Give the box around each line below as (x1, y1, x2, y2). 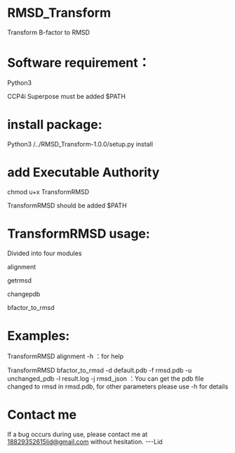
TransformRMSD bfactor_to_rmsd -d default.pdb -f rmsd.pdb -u (7, 366, 192, 374)
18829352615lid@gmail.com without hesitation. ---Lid (7, 437, 163, 446)
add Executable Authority (7, 165, 160, 180)
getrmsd (7, 276, 32, 285)
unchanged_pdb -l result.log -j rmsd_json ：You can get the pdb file (7, 374, 204, 383)
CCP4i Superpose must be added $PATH (7, 92, 126, 100)
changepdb (7, 290, 41, 298)
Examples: (7, 327, 70, 344)
